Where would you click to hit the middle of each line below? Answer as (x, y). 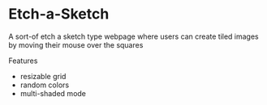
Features (23, 61)
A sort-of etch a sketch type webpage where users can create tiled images (134, 36)
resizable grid (43, 76)
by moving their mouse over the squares (76, 44)
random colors (45, 85)
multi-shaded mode (53, 93)
